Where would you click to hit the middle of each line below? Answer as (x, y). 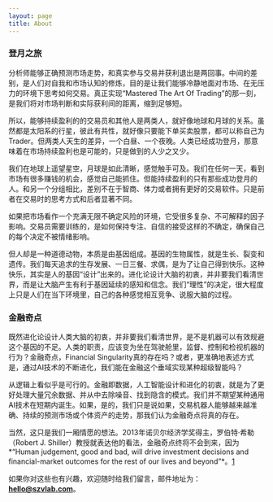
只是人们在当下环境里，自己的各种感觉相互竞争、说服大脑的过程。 (126, 295)
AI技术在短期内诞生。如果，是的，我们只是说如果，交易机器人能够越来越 (129, 405)
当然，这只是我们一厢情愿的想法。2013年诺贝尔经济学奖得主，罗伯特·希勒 (131, 433)
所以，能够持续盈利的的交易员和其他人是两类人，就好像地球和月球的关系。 (133, 120)
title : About (30, 24)
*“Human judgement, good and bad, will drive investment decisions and (129, 452)
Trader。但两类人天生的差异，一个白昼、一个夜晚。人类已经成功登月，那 (130, 141)
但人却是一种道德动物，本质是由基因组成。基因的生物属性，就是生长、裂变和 (136, 254)
